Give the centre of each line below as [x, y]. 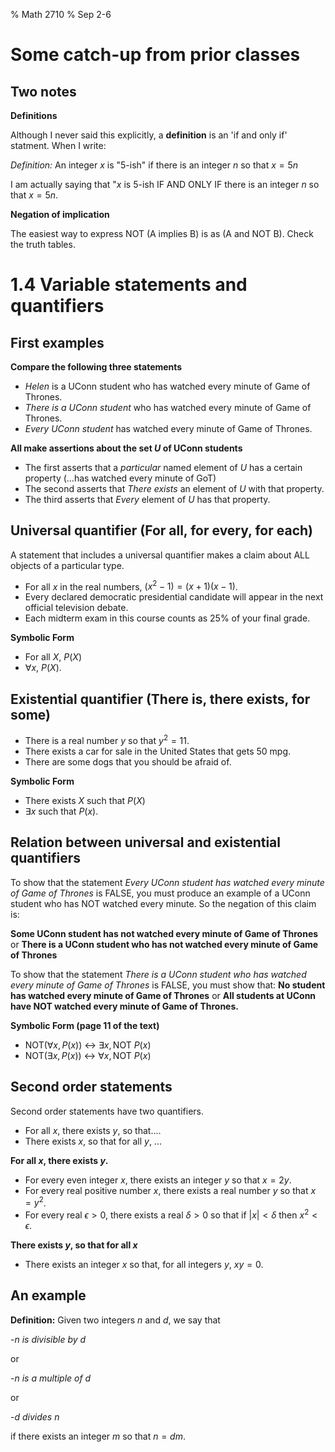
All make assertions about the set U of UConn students [126, 448]
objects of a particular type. [67, 565]
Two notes [43, 91]
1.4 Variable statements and [129, 285]
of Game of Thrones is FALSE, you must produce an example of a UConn [160, 893]
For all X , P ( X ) [53, 657]
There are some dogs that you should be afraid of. [128, 761]
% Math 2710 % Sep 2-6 [61, 14]
